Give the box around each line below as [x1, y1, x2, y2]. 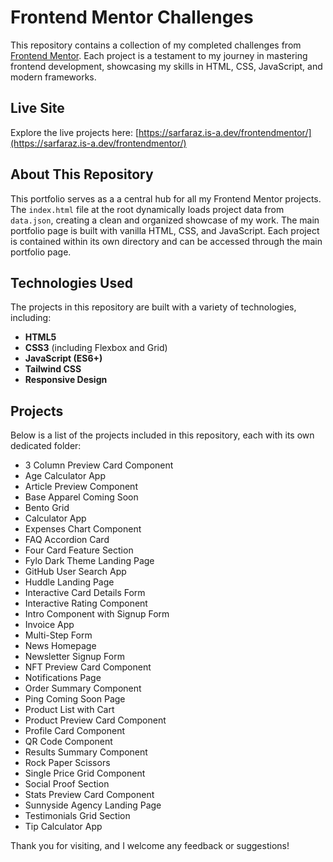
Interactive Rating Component [24, 597, 148, 610]
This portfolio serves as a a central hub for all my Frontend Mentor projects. [10, 192, 322, 205]
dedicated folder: [10, 440, 82, 452]
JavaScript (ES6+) [24, 352, 103, 365]
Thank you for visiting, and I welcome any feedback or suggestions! [10, 840, 290, 852]
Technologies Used [10, 274, 133, 291]
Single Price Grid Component [24, 767, 146, 780]
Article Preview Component [24, 481, 138, 493]
